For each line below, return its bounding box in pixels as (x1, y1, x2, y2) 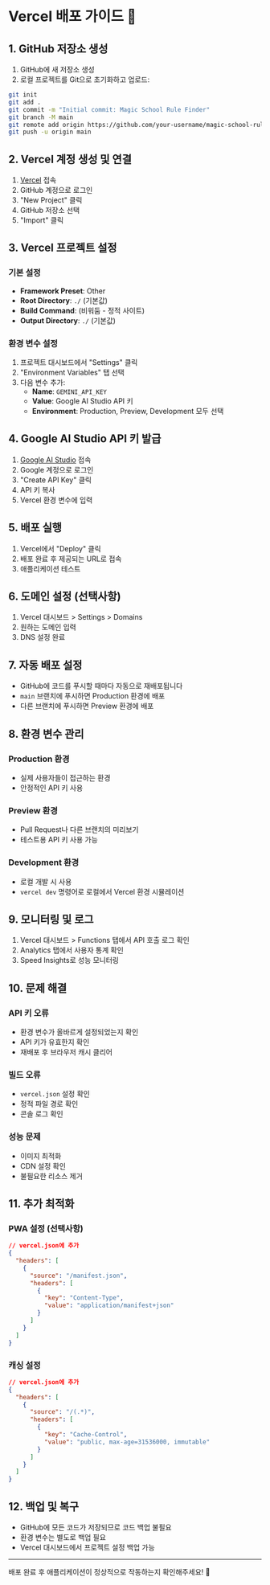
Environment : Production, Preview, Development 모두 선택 (31, 407, 224, 416)
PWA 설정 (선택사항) (8, 1223, 84, 1234)
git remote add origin (8, 121, 84, 129)
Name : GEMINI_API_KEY (31, 387, 107, 396)
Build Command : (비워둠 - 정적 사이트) (19, 305, 145, 315)
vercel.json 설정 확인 (19, 1089, 90, 1099)
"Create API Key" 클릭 (19, 475, 92, 485)
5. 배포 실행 (8, 521, 63, 534)
